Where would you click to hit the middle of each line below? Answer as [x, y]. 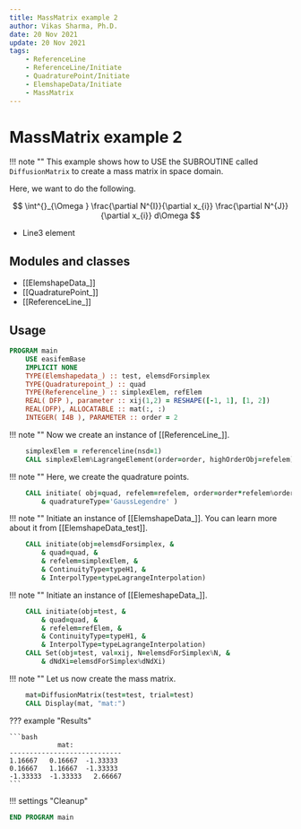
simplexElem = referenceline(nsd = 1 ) [94, 451]
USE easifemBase [56, 359]
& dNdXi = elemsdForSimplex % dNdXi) [104, 662]
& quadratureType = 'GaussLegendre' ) [110, 502]
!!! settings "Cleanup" [49, 800]
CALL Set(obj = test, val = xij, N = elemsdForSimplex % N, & [128, 653]
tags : [19, 51]
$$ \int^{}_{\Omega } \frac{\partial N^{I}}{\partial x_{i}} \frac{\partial [137, 206]
